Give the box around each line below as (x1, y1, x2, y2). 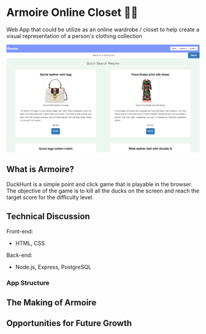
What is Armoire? (6, 164, 75, 175)
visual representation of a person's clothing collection (6, 32, 142, 39)
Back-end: (6, 251, 32, 259)
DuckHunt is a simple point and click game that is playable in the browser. (6, 180, 193, 188)
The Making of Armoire (6, 297, 97, 308)
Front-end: (6, 227, 34, 235)
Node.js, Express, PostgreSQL (15, 263, 92, 270)
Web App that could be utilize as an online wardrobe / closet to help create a (6, 26, 200, 33)
